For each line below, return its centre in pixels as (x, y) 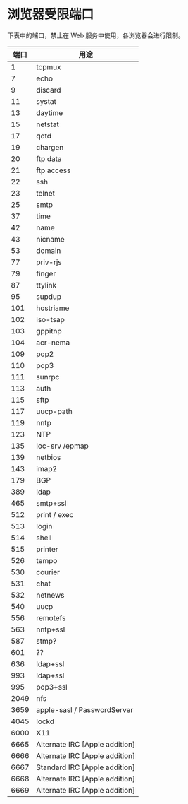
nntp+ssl (51, 629)
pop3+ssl (52, 687)
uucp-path (54, 411)
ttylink (46, 285)
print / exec (55, 514)
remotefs (51, 617)
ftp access (54, 170)
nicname (50, 239)
